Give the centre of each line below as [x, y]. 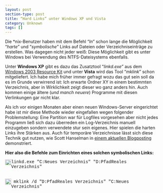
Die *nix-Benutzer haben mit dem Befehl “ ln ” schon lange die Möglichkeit [79, 41]
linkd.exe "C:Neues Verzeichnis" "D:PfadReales [69, 162]
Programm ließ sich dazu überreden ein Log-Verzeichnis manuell [70, 123]
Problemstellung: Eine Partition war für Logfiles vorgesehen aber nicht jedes [82, 117]
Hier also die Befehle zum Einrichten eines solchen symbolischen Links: [79, 153]
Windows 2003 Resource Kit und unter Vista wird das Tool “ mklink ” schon [80, 72]
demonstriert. [19, 143]
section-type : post [25, 14]
